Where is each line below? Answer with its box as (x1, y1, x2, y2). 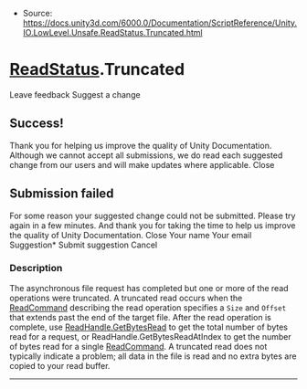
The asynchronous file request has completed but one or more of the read (9, 282, 290, 293)
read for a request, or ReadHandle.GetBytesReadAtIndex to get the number (9, 331, 292, 342)
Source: (22, 8, 53, 18)
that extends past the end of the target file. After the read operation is (9, 311, 271, 322)
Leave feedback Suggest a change (9, 89, 141, 100)
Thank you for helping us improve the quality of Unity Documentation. (9, 140, 272, 151)
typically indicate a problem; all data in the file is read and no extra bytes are (9, 351, 297, 362)
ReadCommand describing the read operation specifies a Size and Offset (9, 301, 287, 313)
